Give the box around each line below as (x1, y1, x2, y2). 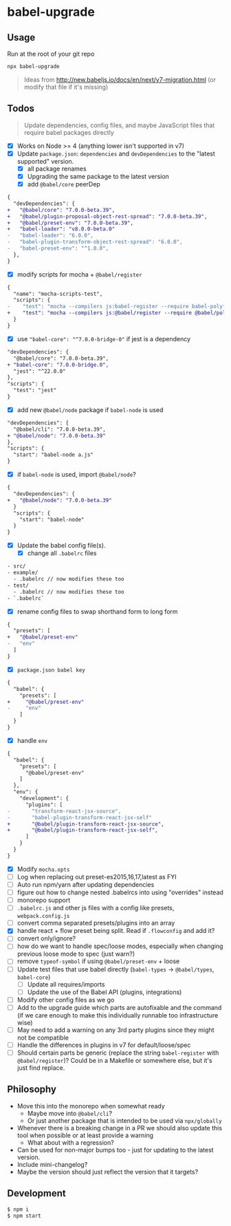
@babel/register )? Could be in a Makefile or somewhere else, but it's (16, 1057, 212, 1064)
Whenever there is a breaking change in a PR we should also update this (16, 1123, 222, 1132)
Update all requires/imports (27, 980, 105, 988)
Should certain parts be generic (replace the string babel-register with (16, 1048, 219, 1057)
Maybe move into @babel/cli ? (27, 1109, 112, 1117)
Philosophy (7, 1084, 57, 1095)
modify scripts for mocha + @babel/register (16, 270, 142, 279)
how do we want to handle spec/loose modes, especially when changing (16, 942, 223, 950)
